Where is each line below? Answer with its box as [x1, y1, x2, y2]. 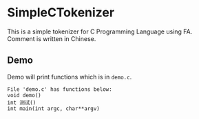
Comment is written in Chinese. [7, 34, 96, 42]
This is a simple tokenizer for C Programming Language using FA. [7, 27, 193, 36]
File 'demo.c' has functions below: [7, 85, 112, 93]
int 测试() [7, 99, 36, 106]
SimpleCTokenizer [7, 5, 115, 21]
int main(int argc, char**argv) [7, 105, 100, 112]
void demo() [7, 92, 41, 98]
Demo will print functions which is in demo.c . [7, 72, 132, 81]
